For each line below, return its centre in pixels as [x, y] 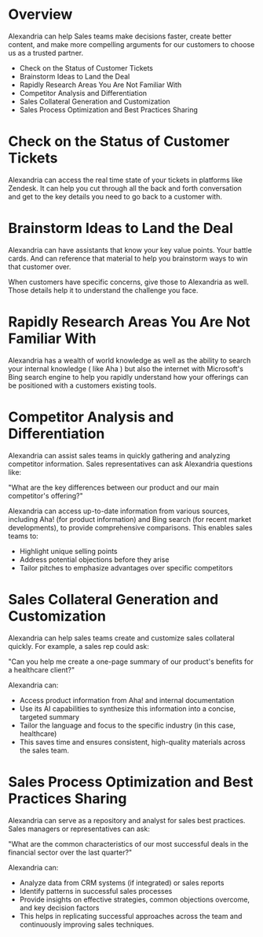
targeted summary [49, 716]
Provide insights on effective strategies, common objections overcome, [134, 899]
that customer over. [40, 266]
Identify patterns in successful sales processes [96, 891]
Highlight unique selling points [68, 551]
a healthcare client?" [42, 669]
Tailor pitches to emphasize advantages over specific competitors [126, 567]
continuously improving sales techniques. [87, 924]
